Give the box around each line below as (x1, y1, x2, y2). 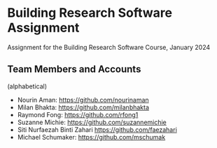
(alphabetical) (7, 82, 48, 90)
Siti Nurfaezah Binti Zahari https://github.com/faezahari (17, 125, 177, 134)
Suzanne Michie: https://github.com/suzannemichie (17, 118, 167, 126)
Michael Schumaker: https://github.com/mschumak (17, 133, 166, 141)
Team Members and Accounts (7, 63, 141, 75)
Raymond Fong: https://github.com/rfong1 (17, 110, 139, 119)
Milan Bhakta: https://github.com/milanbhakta (17, 103, 149, 112)
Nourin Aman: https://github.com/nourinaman (17, 95, 149, 104)
